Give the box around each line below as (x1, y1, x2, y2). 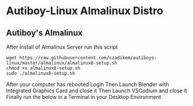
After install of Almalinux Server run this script (6, 43, 118, 50)
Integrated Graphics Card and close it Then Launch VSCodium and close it (6, 87, 187, 94)
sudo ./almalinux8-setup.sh (6, 70, 76, 76)
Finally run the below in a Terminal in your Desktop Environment (6, 94, 161, 100)
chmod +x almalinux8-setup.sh (6, 65, 81, 71)
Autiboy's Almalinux (6, 28, 83, 38)
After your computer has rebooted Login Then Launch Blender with (6, 81, 169, 88)
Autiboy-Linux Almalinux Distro (6, 4, 163, 18)
